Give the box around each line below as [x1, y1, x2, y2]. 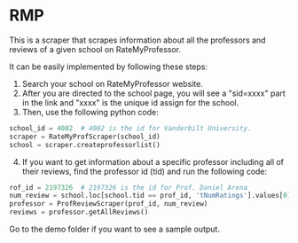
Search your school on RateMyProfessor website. [21, 78, 204, 89]
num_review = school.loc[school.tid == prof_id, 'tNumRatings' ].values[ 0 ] [9, 192, 292, 200]
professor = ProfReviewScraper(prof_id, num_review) [9, 200, 208, 208]
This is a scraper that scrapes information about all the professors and [9, 35, 266, 45]
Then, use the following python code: [21, 106, 159, 117]
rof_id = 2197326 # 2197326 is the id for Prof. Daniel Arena [9, 183, 248, 192]
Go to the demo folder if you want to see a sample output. [9, 223, 220, 235]
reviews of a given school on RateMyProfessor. [9, 43, 182, 54]
